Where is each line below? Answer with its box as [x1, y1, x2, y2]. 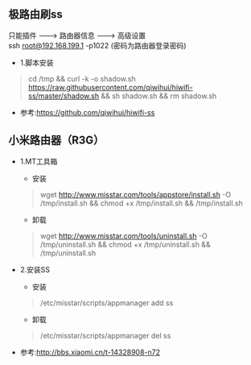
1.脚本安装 [19, 57, 54, 67]
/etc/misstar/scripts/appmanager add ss [39, 297, 174, 308]
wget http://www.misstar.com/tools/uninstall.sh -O [39, 230, 208, 240]
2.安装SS [19, 264, 51, 274]
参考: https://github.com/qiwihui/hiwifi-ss [19, 107, 155, 117]
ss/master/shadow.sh [27, 91, 99, 101]
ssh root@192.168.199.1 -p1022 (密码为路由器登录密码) [8, 40, 187, 50]
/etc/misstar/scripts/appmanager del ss [39, 330, 171, 340]
